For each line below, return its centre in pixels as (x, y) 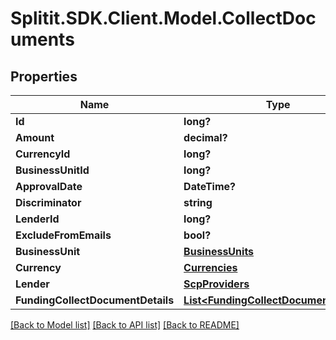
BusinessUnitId (52, 170)
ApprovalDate (49, 186)
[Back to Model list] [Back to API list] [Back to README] (125, 325)
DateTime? (210, 186)
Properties (44, 76)
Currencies (210, 267)
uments (42, 39)
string (198, 202)
